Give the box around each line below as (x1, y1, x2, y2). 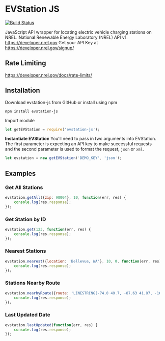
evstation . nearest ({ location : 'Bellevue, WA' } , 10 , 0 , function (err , (5, 259, 151, 263)
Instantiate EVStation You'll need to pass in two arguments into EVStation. (5, 136, 156, 142)
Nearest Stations (5, 248, 46, 255)
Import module (5, 117, 35, 123)
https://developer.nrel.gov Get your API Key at (5, 39, 98, 45)
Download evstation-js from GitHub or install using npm (5, 99, 117, 105)
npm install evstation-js (5, 109, 58, 114)
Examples (5, 169, 36, 178)
